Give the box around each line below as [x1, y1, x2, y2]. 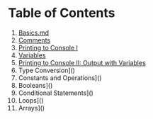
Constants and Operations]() [18, 73, 102, 82]
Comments [18, 35, 51, 44]
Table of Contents [8, 5, 115, 21]
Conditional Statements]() [18, 89, 94, 97]
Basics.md [18, 28, 49, 37]
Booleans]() [18, 81, 53, 89]
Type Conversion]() [18, 66, 75, 74]
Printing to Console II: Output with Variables [18, 58, 146, 67]
